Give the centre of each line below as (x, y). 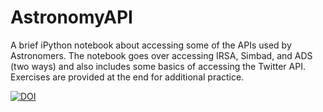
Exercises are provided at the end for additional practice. (127, 77)
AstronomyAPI (71, 17)
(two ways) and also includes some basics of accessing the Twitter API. (158, 66)
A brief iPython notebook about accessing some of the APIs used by (151, 45)
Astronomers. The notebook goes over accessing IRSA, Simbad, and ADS (161, 55)
